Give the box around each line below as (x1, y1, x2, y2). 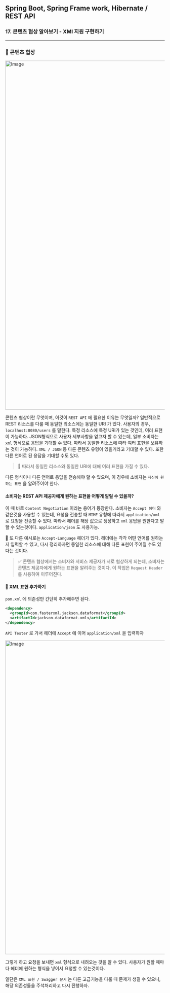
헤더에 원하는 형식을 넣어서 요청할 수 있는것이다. (10, 965, 105, 971)
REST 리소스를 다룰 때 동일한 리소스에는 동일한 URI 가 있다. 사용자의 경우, (5, 420, 150, 427)
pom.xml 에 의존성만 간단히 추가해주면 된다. (5, 596, 90, 602)
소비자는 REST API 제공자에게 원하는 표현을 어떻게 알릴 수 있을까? (5, 493, 134, 499)
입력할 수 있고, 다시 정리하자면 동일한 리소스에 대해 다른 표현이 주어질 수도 (10, 541, 156, 547)
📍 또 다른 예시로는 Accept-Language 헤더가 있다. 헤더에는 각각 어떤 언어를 (5, 535, 150, 541)
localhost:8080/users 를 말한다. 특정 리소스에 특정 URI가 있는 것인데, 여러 (5, 427, 153, 433)
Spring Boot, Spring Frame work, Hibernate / (5, 4, 148, 13)
